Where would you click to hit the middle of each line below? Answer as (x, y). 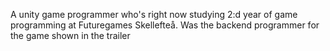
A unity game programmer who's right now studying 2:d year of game (154, 14)
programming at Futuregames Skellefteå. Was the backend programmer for (165, 25)
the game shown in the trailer (70, 35)
